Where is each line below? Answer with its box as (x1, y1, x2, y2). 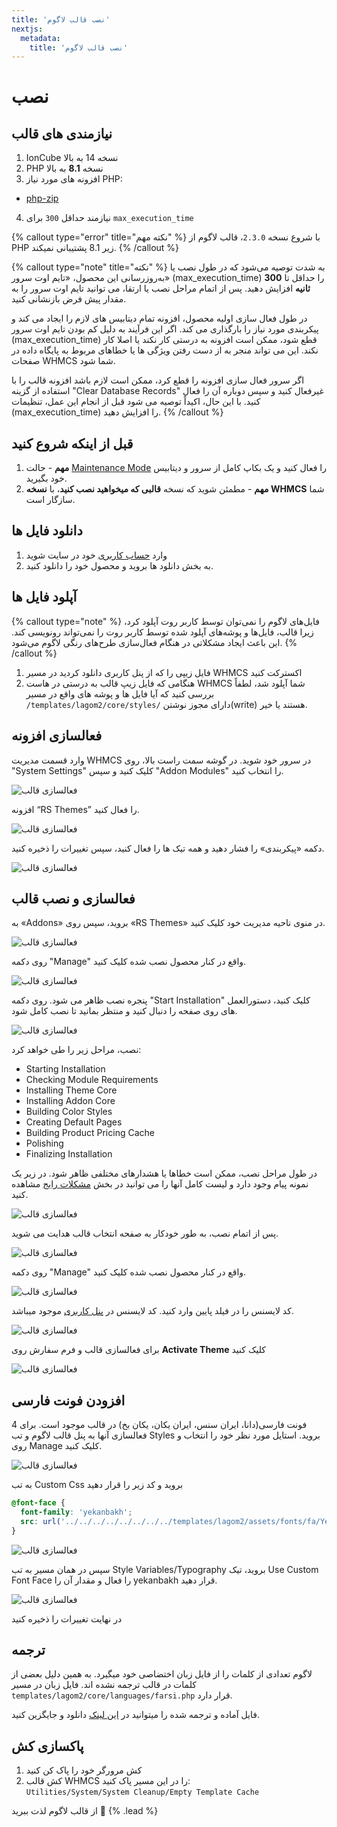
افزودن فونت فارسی (11, 1392, 126, 1409)
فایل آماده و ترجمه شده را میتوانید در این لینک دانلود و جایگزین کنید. (11, 1709, 261, 1721)
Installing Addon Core (25, 1095, 116, 1107)
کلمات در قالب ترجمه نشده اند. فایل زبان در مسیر (11, 1679, 197, 1691)
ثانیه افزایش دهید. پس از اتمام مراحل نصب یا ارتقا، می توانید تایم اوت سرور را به (11, 282, 311, 295)
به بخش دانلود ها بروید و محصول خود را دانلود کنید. (25, 559, 214, 571)
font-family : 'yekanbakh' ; (20, 1507, 133, 1517)
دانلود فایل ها (11, 522, 83, 540)
